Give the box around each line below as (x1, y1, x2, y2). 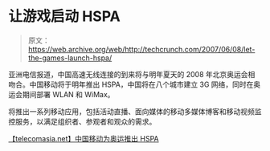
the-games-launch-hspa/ (27, 53, 112, 63)
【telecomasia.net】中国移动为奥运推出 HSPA (8, 133, 159, 143)
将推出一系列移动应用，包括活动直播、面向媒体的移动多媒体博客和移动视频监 (8, 106, 262, 116)
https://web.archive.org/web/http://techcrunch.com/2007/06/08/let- (27, 44, 256, 54)
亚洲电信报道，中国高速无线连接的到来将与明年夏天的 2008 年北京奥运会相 (8, 69, 256, 79)
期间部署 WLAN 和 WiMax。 (22, 89, 115, 99)
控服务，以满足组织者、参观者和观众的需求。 (8, 116, 157, 126)
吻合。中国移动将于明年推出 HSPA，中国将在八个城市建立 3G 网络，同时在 (8, 80, 254, 89)
